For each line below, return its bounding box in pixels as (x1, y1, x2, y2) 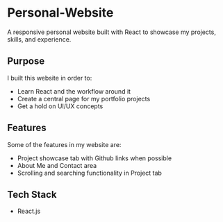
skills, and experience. (7, 35, 72, 43)
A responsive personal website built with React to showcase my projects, (7, 28, 217, 36)
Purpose (7, 55, 45, 67)
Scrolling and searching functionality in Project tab (17, 169, 162, 177)
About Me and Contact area (17, 161, 97, 169)
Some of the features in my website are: (7, 140, 122, 148)
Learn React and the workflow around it (17, 87, 131, 95)
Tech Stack (7, 189, 57, 200)
